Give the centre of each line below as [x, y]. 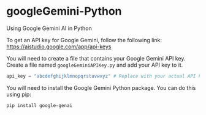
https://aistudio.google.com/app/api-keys [59, 46]
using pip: [19, 94]
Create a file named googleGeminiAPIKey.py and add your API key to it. [95, 65]
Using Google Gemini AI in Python [49, 28]
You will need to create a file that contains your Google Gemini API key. [96, 58]
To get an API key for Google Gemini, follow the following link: [84, 40]
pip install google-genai [39, 105]
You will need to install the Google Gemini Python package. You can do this [101, 87]
